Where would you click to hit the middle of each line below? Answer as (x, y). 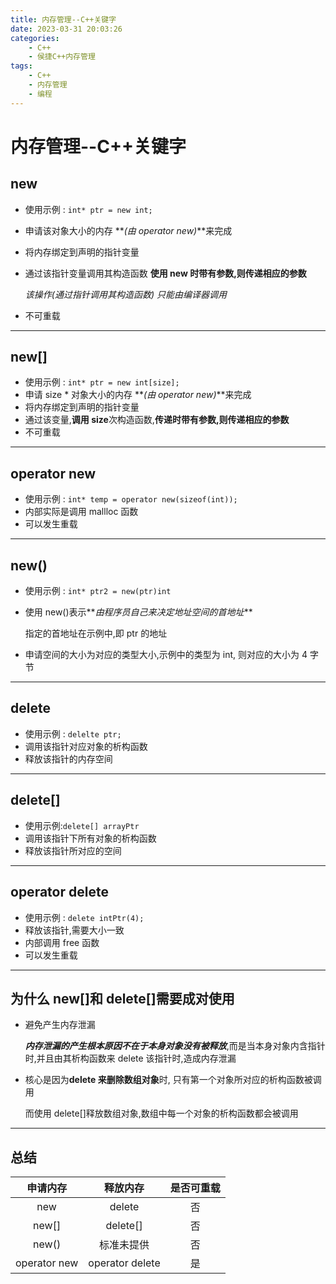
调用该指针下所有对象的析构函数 (90, 838)
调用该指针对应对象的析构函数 (86, 746)
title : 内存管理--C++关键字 (63, 19)
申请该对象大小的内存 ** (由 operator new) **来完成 (128, 230)
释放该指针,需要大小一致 (74, 930)
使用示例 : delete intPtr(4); (84, 917)
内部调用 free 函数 (62, 942)
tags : (21, 66)
